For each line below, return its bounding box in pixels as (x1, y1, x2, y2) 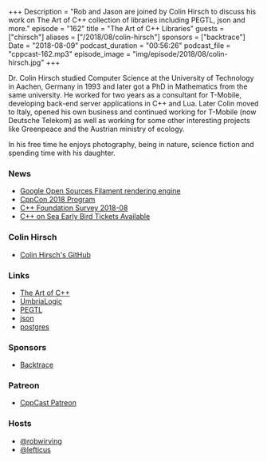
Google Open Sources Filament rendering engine (19, 186, 181, 196)
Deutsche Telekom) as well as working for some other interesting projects (8, 116, 251, 125)
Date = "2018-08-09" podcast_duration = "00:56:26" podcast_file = (8, 41, 231, 50)
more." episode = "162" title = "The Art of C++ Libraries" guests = (8, 24, 225, 33)
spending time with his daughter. (8, 148, 116, 157)
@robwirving (19, 436, 62, 446)
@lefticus (19, 444, 52, 454)
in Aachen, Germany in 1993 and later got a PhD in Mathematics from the (8, 82, 248, 91)
